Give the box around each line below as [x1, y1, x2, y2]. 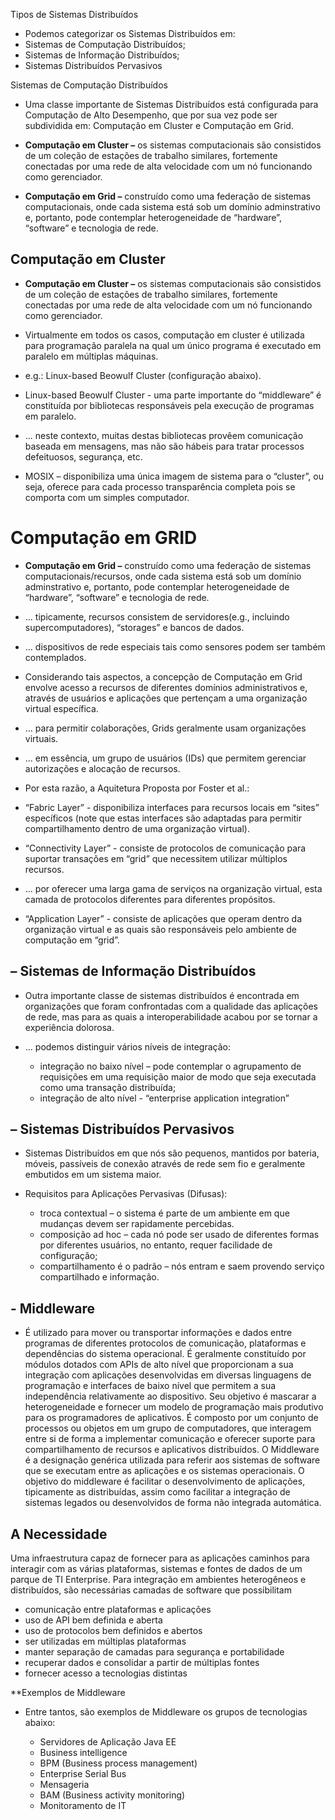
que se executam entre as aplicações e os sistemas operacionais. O [24, 1465, 305, 1477]
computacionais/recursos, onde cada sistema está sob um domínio [24, 570, 302, 582]
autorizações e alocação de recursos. [24, 762, 181, 774]
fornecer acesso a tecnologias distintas [24, 1667, 188, 1679]
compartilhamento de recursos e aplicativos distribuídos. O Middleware [24, 1444, 320, 1456]
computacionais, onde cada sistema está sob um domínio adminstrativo [24, 201, 321, 213]
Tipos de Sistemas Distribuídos [10, 9, 139, 20]
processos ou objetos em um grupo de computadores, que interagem [24, 1422, 312, 1434]
